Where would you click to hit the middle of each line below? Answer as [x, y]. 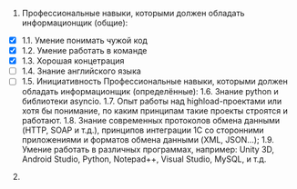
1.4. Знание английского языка [82, 71]
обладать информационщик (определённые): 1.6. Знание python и [150, 92]
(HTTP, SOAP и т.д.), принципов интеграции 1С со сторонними [143, 130]
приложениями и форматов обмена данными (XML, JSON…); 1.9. [148, 140]
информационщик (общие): [75, 23]
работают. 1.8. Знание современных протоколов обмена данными [151, 121]
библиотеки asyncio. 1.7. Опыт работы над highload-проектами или [152, 101]
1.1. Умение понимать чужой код [84, 40]
